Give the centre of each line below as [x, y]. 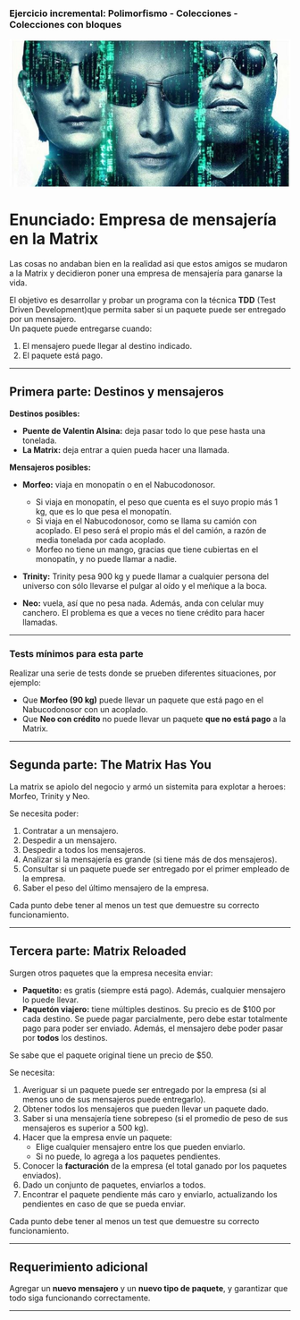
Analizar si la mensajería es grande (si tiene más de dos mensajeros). [150, 859]
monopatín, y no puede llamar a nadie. [106, 558]
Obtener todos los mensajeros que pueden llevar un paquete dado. [146, 1109]
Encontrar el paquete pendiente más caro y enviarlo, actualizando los [150, 1194]
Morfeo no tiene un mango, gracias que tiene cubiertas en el [147, 549]
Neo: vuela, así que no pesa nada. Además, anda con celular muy [143, 603]
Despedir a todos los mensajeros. [83, 849]
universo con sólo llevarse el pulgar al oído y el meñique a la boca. [145, 585]
